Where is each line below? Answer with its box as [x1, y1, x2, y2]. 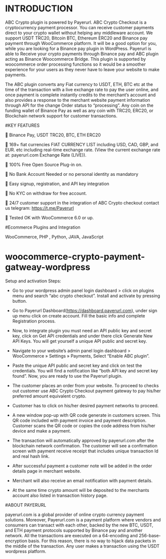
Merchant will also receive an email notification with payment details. [12, 478, 153, 483]
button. [12, 298, 27, 304]
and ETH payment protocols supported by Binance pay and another [5, 527, 143, 533]
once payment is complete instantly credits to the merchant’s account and [5, 92, 156, 98]
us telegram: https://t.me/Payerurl [5, 205, 74, 211]
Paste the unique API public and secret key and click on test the [12, 362, 142, 368]
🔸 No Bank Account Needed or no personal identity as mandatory [5, 171, 138, 177]
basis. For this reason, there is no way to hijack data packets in [28, 538, 156, 544]
